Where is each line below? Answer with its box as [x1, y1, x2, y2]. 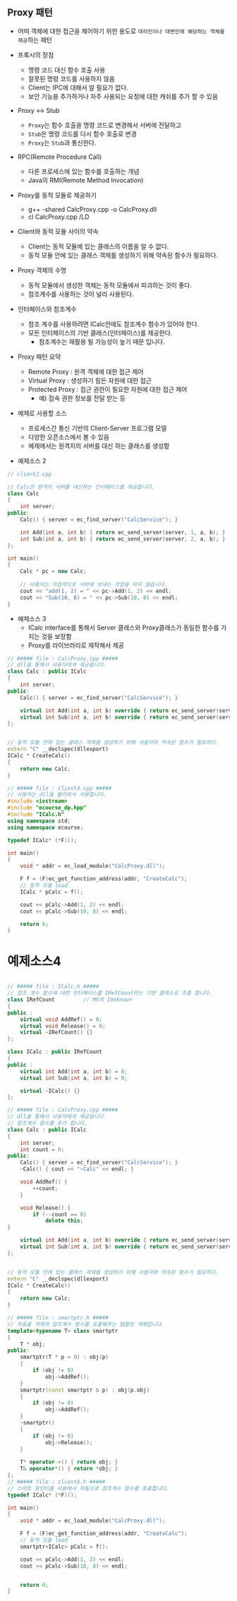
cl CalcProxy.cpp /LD [28, 212, 90, 221]
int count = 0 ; [20, 1146, 65, 1153]
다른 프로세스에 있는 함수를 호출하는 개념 [28, 167, 140, 175]
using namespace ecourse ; [7, 824, 83, 831]
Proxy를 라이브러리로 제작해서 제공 [28, 641, 125, 649]
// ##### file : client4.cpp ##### [7, 784, 112, 792]
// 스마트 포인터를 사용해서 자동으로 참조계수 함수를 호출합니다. [7, 1485, 169, 1492]
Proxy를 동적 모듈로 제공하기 [17, 191, 97, 199]
